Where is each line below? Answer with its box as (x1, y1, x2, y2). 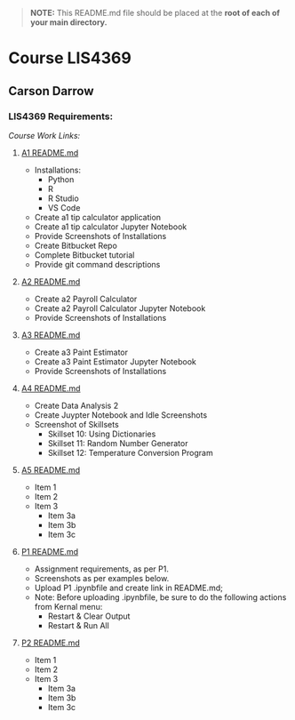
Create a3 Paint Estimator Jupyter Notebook (34, 356, 196, 367)
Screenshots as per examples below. (34, 572, 170, 583)
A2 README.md (20, 276, 81, 287)
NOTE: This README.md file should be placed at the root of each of (29, 8, 281, 18)
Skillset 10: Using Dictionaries (47, 428, 156, 439)
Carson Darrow (8, 84, 94, 99)
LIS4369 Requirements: (8, 110, 113, 123)
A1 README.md (20, 147, 79, 158)
